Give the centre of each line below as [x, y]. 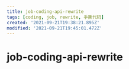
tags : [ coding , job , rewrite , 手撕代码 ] [55, 17]
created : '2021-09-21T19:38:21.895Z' [53, 22]
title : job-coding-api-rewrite [45, 11]
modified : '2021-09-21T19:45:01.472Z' [54, 28]
